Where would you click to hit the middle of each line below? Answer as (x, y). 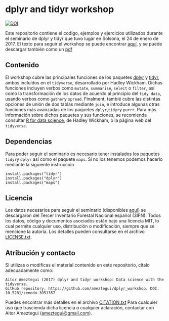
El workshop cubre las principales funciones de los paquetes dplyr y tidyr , (82, 77)
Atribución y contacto (40, 253)
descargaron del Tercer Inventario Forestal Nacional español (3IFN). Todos (83, 215)
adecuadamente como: (29, 270)
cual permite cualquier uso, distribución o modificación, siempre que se (80, 226)
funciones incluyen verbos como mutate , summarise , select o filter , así (80, 88)
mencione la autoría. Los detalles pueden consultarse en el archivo (75, 232)
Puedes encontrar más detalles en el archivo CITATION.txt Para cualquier (81, 302)
